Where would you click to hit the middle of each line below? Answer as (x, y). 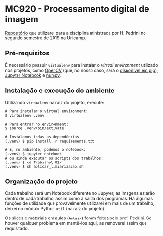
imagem (22, 19)
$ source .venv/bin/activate (35, 128)
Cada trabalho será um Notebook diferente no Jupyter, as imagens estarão (80, 193)
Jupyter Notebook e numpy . (33, 75)
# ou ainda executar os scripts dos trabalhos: (54, 158)
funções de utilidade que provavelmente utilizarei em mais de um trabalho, (80, 203)
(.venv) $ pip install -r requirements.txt (50, 141)
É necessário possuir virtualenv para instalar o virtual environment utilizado (81, 65)
